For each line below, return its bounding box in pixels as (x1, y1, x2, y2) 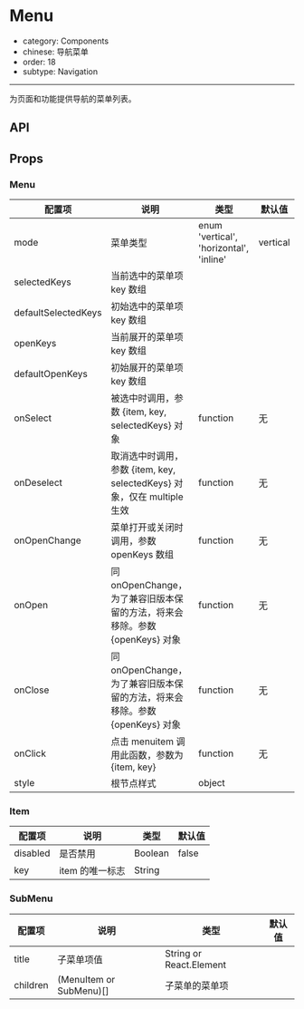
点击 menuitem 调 (110, 735, 185, 748)
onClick (14, 747, 47, 760)
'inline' (198, 253, 227, 266)
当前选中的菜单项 (110, 269, 184, 282)
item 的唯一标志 (58, 865, 126, 878)
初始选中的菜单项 (110, 300, 184, 313)
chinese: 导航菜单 (22, 46, 89, 57)
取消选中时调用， (110, 450, 184, 462)
